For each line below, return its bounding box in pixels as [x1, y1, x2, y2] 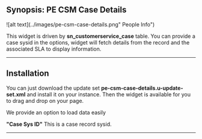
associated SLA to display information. [6, 45, 102, 52]
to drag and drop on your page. [6, 97, 84, 104]
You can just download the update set [6, 84, 100, 91]
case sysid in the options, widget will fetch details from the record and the [6, 39, 190, 46]
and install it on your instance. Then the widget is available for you [26, 90, 191, 98]
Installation [6, 69, 49, 79]
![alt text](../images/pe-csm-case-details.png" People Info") [6, 20, 155, 28]
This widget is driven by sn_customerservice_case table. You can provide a [6, 32, 195, 40]
